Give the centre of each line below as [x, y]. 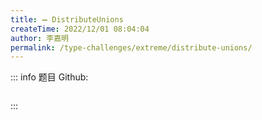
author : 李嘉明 [39, 38]
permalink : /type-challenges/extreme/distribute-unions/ [131, 47]
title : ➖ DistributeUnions [67, 19]
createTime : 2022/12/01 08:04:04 [80, 29]
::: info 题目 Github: [49, 77]
